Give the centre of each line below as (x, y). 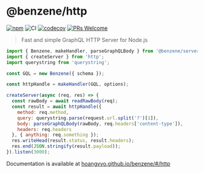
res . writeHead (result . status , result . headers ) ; (73, 141)
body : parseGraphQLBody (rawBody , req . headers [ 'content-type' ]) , (100, 124)
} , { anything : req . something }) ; (55, 135)
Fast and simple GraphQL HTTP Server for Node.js (84, 40)
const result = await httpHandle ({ (57, 107)
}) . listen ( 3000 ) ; (28, 152)
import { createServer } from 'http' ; (55, 57)
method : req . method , (43, 112)
